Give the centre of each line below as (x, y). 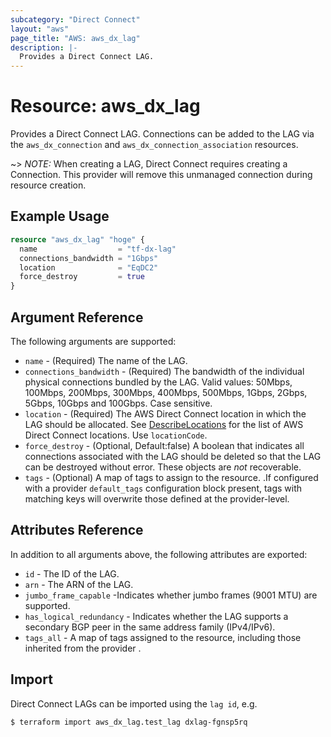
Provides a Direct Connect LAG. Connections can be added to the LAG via (162, 134)
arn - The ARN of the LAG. (79, 584)
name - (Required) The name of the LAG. (106, 360)
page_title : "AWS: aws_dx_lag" (75, 38)
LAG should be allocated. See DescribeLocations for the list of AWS (164, 424)
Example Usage (60, 216)
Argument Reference (77, 317)
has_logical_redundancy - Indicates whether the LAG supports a (156, 616)
